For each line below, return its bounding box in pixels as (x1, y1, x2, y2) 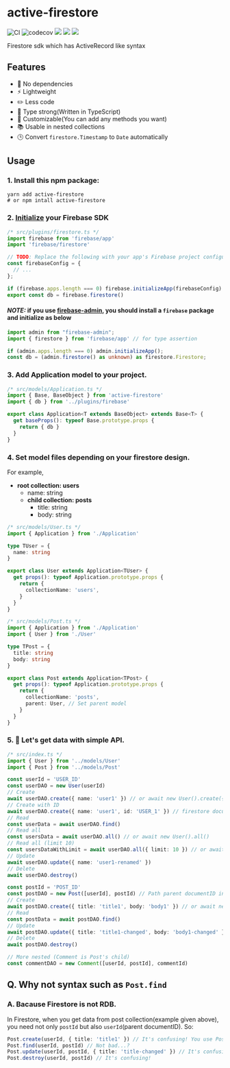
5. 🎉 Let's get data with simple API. (7, 735, 125, 745)
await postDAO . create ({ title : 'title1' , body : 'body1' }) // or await (7, 903, 216, 910)
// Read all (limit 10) (7, 840, 75, 847)
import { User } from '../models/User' (7, 757, 121, 765)
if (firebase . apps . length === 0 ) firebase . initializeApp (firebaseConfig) (7, 285, 222, 292)
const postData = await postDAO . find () (7, 916, 121, 923)
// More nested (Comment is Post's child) (7, 954, 130, 960)
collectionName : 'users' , (25, 586, 99, 593)
